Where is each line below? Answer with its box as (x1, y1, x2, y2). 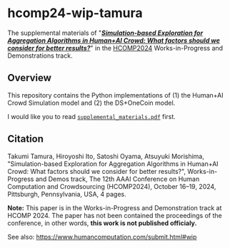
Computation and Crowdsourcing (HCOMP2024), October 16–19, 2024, (7, 182, 216, 190)
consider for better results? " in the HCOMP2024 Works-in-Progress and (7, 43, 224, 52)
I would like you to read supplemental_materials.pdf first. (7, 112, 176, 120)
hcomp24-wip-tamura (7, 5, 143, 21)
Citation (7, 133, 44, 145)
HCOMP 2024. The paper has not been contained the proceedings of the (7, 211, 223, 219)
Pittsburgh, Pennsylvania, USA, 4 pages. (7, 190, 126, 198)
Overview (7, 72, 52, 84)
